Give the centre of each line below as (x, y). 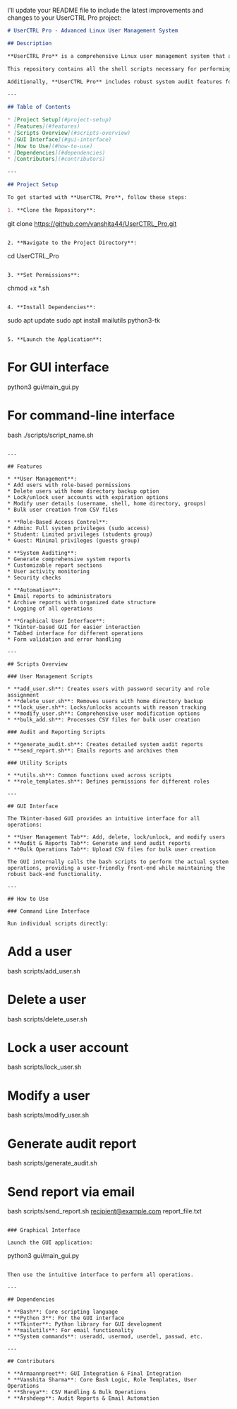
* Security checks (34, 577)
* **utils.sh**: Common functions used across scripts (90, 775)
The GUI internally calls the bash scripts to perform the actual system (118, 862)
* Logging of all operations (50, 608)
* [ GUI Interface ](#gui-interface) (60, 139)
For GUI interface (58, 367)
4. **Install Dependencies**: (52, 307)
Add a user (40, 951)
